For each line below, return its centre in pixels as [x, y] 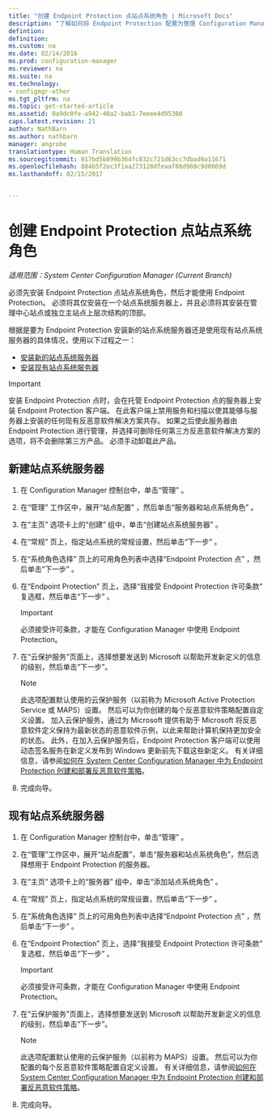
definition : [28, 39]
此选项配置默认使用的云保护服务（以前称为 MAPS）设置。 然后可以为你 [138, 1057]
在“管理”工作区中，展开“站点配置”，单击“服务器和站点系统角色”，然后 [136, 854]
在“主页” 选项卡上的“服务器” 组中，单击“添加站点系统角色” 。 [121, 881]
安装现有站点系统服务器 [59, 367]
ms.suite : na [30, 76]
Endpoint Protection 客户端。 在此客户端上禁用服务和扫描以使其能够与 [134, 410]
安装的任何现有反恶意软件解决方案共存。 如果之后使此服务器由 [133, 420]
